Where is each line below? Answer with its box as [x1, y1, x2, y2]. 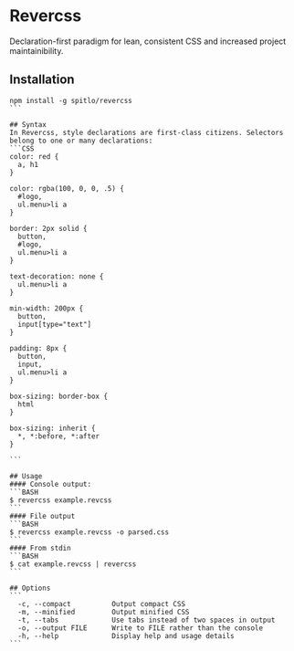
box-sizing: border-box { [9, 392, 108, 401]
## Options [9, 583, 51, 593]
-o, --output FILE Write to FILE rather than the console [17, 623, 263, 633]
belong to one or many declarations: [9, 136, 153, 145]
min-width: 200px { [9, 303, 84, 313]
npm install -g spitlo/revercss [9, 96, 132, 105]
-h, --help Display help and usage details [17, 631, 235, 640]
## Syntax [9, 120, 47, 129]
